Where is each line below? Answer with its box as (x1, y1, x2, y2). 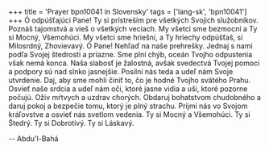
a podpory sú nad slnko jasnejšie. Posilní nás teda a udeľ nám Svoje (8, 67, 234, 76)
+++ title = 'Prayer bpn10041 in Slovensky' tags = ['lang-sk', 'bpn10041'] (8, 7, 247, 16)
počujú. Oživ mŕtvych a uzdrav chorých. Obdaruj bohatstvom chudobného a (8, 93, 262, 102)
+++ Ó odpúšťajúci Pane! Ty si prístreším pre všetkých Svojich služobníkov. (8, 15, 259, 25)
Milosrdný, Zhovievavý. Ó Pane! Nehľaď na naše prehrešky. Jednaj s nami (8, 41, 253, 51)
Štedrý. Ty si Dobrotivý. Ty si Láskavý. (8, 119, 134, 127)
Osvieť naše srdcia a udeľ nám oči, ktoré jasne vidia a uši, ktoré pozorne (8, 84, 248, 94)
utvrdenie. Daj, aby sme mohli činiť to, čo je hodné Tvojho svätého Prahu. (8, 76, 251, 85)
